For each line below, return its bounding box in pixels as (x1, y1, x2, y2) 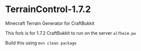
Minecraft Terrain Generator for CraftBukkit (5, 20, 95, 26)
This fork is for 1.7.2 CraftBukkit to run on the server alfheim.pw (5, 30, 136, 36)
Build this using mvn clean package (5, 39, 77, 46)
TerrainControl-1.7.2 (5, 4, 91, 15)
